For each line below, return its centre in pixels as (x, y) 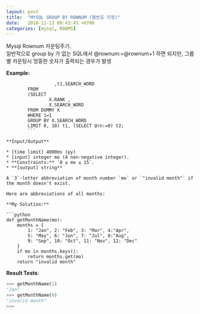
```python (19, 215)
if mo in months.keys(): (48, 252)
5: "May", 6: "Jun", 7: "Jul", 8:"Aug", (79, 236)
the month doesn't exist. (38, 184)
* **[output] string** (34, 168)
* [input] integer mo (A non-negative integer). (68, 157)
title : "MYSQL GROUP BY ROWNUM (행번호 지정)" (63, 17)
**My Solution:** (28, 205)
